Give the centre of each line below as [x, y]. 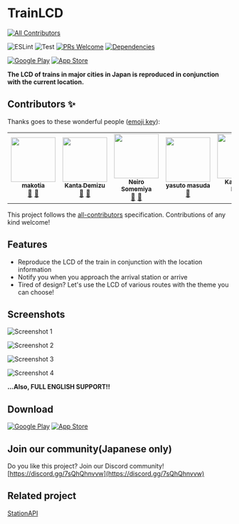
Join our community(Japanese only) [90, 449]
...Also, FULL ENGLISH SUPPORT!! [59, 387]
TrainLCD [36, 13]
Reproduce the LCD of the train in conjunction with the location [110, 262]
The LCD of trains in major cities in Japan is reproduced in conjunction [113, 74]
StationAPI [23, 513]
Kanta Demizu [85, 185]
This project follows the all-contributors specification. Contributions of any [117, 215]
